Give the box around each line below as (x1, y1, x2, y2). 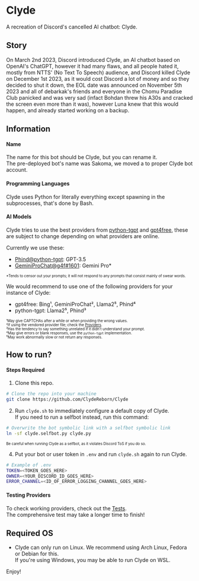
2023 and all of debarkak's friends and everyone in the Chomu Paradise (6, 87, 182, 95)
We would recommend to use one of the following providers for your (6, 283, 173, 290)
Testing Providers (6, 491, 51, 498)
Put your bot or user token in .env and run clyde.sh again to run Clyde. (14, 450, 188, 457)
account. (6, 166, 28, 173)
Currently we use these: (6, 244, 65, 251)
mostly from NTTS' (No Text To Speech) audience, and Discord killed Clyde (6, 69, 191, 76)
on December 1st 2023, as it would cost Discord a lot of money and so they (6, 75, 190, 82)
